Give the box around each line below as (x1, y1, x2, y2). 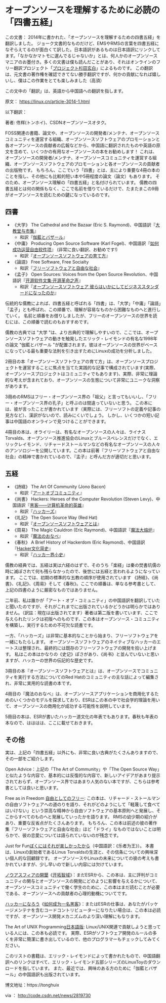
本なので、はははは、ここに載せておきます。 (5, 720, 95, 726)
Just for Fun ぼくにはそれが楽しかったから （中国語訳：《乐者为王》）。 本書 (5, 843, 154, 849)
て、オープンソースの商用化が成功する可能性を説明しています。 (5, 703, 134, 709)
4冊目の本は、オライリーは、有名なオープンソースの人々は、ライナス (5, 429, 146, 435)
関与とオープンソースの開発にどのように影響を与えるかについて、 (26, 878, 160, 884)
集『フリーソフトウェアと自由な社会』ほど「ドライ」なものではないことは (5, 826, 157, 832)
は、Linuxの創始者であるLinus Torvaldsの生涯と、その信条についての (5, 849, 145, 855)
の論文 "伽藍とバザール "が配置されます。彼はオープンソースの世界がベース (5, 342, 158, 348)
